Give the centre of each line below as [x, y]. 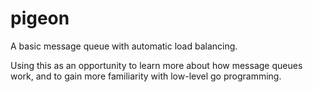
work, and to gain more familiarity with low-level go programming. [146, 76]
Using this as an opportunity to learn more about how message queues [156, 65]
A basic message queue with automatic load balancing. [124, 46]
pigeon [40, 18]
